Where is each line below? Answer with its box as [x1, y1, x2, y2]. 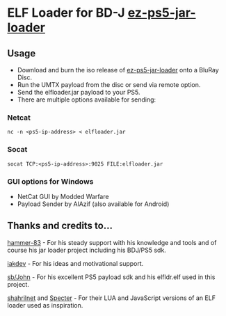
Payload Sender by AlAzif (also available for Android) [17, 200, 170, 208]
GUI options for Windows [7, 176, 94, 186]
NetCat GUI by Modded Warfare [17, 192, 109, 200]
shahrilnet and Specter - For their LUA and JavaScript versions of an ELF [7, 294, 216, 302]
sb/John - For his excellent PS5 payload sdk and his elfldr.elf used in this [7, 273, 216, 281]
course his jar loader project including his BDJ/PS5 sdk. [7, 246, 167, 254]
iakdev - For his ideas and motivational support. [7, 259, 144, 267]
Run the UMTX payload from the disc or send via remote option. [17, 81, 201, 88]
